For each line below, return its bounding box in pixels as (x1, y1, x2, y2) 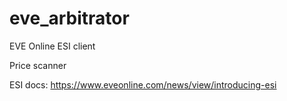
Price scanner (9, 59, 67, 71)
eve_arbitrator (9, 7, 130, 30)
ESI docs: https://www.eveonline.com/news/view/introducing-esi (9, 78, 277, 91)
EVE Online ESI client (9, 40, 96, 52)
